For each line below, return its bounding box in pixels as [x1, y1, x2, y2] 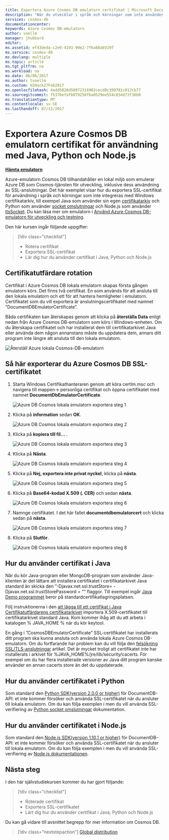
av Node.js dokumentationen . [27, 751, 89, 756]
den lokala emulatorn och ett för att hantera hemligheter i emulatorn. [5, 293, 147, 299]
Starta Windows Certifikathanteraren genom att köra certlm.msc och [12, 381, 155, 387]
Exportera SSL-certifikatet [25, 804, 80, 810]
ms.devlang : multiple [5, 54, 51, 60]
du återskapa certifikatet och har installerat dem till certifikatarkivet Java [5, 324, 156, 330]
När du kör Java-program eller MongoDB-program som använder [5, 572, 141, 579]
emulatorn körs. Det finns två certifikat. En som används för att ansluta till [5, 287, 158, 294]
